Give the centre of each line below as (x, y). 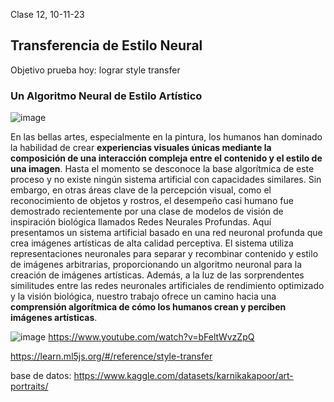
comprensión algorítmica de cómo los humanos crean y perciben (148, 307)
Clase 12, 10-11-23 (47, 14)
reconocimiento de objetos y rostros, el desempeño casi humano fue (152, 201)
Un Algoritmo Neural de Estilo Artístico (106, 96)
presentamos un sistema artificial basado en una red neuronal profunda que (166, 233)
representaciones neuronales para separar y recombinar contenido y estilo (164, 254)
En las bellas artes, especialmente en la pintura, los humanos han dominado (166, 137)
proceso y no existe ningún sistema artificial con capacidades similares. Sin (166, 180)
